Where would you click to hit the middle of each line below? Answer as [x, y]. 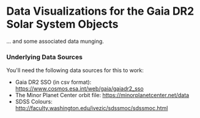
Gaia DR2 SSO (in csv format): [53, 82]
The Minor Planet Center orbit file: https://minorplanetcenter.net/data [102, 95]
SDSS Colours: [34, 101]
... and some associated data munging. [55, 41]
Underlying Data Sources [44, 57]
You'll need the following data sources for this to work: [75, 70]
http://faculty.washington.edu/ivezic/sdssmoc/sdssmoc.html [91, 108]
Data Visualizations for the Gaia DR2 [100, 11]
